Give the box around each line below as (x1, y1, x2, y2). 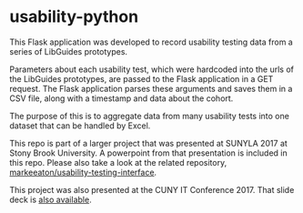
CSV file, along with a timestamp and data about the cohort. (9, 93, 234, 104)
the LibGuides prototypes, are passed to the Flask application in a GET (9, 73, 274, 84)
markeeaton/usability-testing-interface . (9, 167, 157, 177)
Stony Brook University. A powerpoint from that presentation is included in (9, 147, 288, 158)
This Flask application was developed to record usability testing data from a (9, 36, 293, 47)
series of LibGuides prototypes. (9, 46, 128, 56)
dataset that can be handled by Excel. (9, 120, 151, 131)
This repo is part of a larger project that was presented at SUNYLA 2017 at (9, 137, 288, 148)
